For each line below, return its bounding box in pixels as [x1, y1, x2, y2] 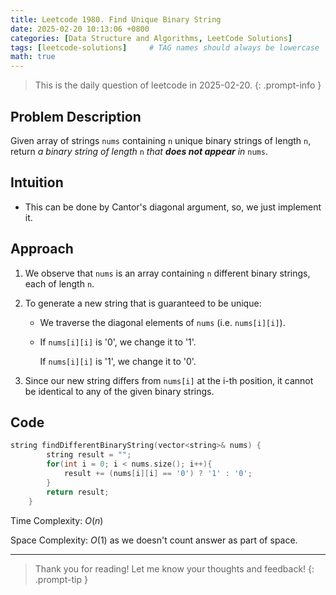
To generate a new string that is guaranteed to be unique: [24, 297, 262, 309]
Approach [10, 241, 74, 258]
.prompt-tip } [34, 573, 88, 585]
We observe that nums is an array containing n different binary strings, [24, 267, 311, 279]
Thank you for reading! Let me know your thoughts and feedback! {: [34, 562, 315, 575]
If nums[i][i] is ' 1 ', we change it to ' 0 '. [39, 355, 197, 367]
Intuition [10, 174, 64, 191]
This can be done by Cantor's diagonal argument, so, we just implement [24, 201, 322, 213]
